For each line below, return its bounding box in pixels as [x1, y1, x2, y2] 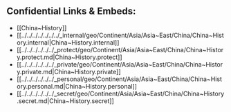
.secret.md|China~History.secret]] [16, 96, 115, 105]
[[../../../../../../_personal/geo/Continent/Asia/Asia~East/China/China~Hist [16, 75, 223, 83]
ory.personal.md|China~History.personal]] [16, 82, 138, 90]
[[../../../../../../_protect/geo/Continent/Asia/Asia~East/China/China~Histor [16, 45, 224, 54]
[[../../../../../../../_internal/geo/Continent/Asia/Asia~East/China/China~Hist [16, 31, 224, 39]
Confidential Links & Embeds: [6, 5, 136, 17]
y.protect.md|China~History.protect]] [16, 53, 122, 61]
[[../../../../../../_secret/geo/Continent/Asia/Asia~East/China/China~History [16, 89, 225, 98]
